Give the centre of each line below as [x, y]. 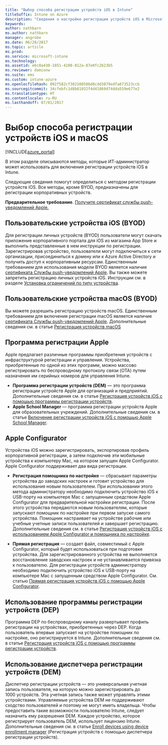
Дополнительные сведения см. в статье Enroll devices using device [77, 726]
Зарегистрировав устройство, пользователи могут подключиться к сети [83, 251]
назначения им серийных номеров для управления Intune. [68, 376]
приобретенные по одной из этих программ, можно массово [71, 365]
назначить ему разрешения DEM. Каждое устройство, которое [73, 716]
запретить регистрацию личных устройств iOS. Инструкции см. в [75, 277]
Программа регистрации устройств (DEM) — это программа [79, 385]
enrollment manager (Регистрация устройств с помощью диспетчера [79, 732]
